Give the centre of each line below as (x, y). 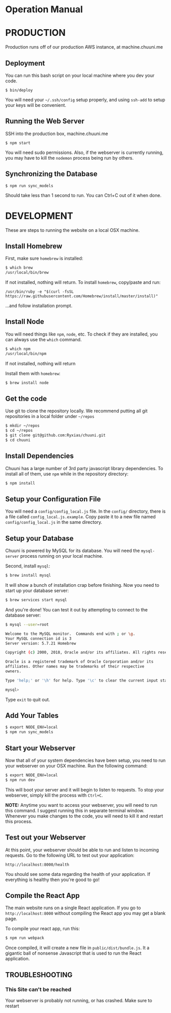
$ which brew (19, 268)
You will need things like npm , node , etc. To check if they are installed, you (81, 334)
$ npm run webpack (25, 938)
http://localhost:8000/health (37, 865)
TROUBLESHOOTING (39, 975)
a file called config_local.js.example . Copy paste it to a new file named (81, 517)
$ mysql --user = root (27, 624)
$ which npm (18, 349)
